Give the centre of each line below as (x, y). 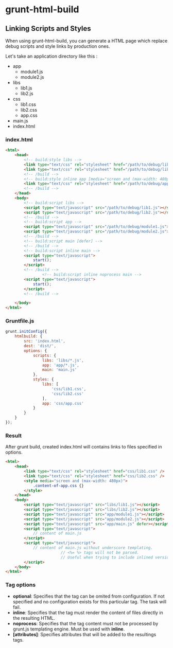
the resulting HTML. (34, 618)
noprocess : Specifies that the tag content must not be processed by (85, 623)
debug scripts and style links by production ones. (58, 46)
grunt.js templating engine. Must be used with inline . (69, 629)
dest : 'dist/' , (40, 346)
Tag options (21, 585)
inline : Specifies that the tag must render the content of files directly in (88, 613)
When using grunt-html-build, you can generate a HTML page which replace (86, 41)
